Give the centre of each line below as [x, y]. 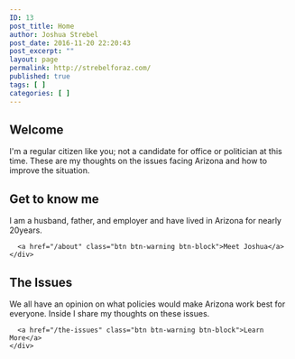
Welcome [37, 129]
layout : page [34, 60]
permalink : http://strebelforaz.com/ [80, 69]
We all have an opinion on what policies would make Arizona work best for [147, 304]
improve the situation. [50, 170]
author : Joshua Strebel [54, 34]
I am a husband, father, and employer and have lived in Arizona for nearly [146, 221]
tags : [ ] [28, 85]
